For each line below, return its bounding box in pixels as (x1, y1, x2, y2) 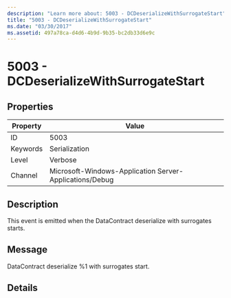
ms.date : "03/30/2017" (7, 23, 72, 30)
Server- (157, 167, 184, 176)
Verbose (49, 156, 77, 165)
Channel (10, 171, 38, 180)
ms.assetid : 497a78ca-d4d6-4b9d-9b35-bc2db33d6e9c (7, 29, 155, 36)
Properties (7, 100, 54, 112)
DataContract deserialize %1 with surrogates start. (7, 262, 150, 270)
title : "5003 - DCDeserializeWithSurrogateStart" (7, 17, 153, 23)
